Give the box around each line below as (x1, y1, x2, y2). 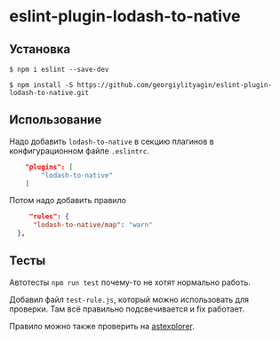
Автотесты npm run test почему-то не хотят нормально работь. (9, 277, 252, 288)
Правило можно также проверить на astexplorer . (9, 320, 196, 331)
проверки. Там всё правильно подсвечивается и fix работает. (9, 304, 244, 314)
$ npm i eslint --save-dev (9, 65, 109, 74)
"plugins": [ (25, 162, 74, 171)
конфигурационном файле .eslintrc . (9, 145, 149, 156)
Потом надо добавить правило (9, 195, 127, 206)
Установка (9, 42, 71, 57)
